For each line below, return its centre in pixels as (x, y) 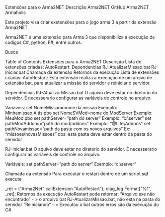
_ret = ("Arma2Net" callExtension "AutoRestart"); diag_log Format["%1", (78, 189)
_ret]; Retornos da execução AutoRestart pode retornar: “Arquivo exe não (80, 194)
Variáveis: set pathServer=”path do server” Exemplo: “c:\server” (71, 164)
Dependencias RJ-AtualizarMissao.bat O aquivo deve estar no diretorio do (81, 93)
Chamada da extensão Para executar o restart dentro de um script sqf (77, 174)
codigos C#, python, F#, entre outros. (43, 42)
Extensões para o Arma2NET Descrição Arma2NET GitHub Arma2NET (77, 7)
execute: (14, 179)
